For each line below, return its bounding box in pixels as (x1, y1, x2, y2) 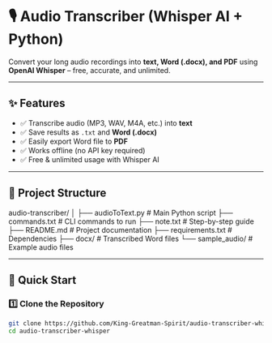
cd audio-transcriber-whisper (8, 327, 111, 336)
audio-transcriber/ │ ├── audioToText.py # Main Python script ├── (8, 208, 233, 217)
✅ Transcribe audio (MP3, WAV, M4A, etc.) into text (19, 118, 193, 127)
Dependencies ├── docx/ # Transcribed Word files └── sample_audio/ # (8, 234, 253, 243)
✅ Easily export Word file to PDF (19, 136, 128, 146)
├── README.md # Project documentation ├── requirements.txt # (8, 225, 232, 234)
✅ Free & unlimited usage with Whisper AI (19, 154, 159, 164)
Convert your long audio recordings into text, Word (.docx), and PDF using (8, 57, 258, 66)
